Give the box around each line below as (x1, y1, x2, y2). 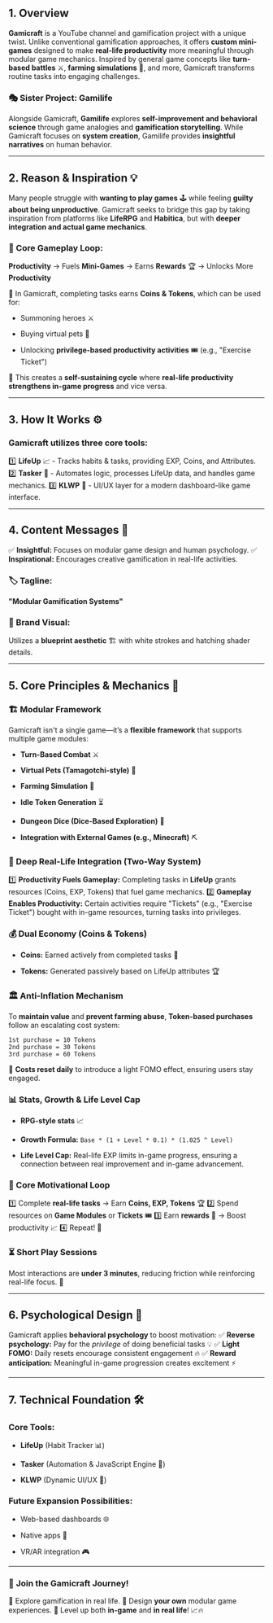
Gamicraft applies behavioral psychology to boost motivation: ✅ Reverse (8, 1330, 256, 1340)
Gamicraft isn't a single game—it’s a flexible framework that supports (8, 725, 242, 735)
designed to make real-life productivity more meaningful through (33, 45, 254, 55)
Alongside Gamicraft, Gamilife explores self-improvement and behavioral (8, 114, 258, 124)
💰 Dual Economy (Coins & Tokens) (8, 928, 148, 939)
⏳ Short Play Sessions (8, 1247, 97, 1258)
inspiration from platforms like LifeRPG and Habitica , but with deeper (8, 213, 241, 223)
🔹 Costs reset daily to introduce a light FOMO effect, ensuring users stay (8, 1064, 253, 1074)
